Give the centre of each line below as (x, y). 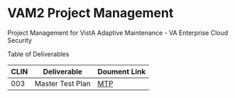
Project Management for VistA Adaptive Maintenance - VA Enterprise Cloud (118, 33)
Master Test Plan (62, 83)
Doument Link (122, 71)
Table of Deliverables (38, 54)
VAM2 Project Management (91, 13)
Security (20, 40)
